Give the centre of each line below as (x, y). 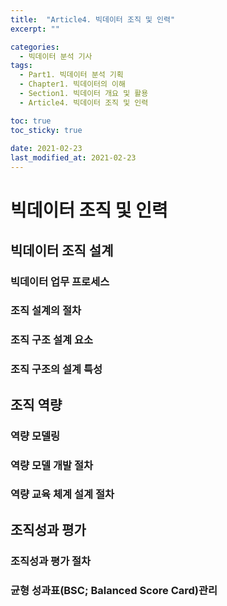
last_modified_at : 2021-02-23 (73, 158)
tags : (21, 66)
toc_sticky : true (46, 130)
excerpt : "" (35, 29)
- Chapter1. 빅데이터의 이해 (72, 84)
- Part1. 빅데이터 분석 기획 (71, 75)
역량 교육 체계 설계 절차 (62, 494)
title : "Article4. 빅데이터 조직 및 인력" (93, 19)
